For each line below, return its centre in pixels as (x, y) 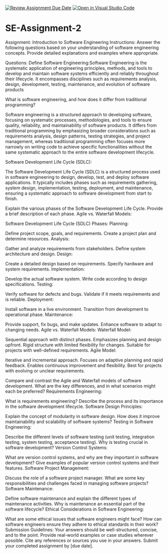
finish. (12, 198)
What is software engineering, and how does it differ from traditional (76, 99)
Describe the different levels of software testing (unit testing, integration (80, 437)
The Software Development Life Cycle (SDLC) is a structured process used (83, 171)
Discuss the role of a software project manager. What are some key (75, 478)
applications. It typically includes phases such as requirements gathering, (81, 182)
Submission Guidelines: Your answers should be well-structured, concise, (81, 529)
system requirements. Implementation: (45, 269)
